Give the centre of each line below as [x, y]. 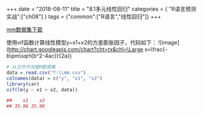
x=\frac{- [156, 49]
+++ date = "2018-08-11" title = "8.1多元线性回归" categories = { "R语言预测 [101, 9]
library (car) [23, 84]
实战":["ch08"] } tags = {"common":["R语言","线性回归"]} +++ [84, 16]
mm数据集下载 [24, 30]
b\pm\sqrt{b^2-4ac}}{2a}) [39, 56]
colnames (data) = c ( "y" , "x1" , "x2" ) [54, 78]
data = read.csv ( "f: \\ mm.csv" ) [46, 73]
